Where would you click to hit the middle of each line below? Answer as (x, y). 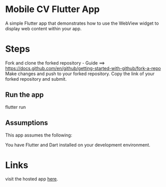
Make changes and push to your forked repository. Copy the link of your (80, 74)
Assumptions (27, 123)
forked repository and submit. (36, 79)
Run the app (24, 95)
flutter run (16, 107)
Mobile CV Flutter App (52, 9)
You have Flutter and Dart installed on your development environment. (78, 145)
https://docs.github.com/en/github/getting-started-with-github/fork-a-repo (83, 68)
